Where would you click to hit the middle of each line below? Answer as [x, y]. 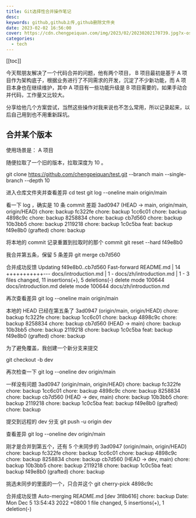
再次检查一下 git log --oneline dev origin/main [61, 372]
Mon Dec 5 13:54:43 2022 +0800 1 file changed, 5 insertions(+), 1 [85, 502]
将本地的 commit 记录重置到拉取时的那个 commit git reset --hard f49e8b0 [94, 242]
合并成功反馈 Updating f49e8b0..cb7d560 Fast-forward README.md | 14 [93, 267]
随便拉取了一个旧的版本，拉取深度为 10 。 [56, 162]
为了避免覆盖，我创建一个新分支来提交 [52, 348]
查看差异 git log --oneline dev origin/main [56, 434]
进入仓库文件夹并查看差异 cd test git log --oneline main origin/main [87, 192]
